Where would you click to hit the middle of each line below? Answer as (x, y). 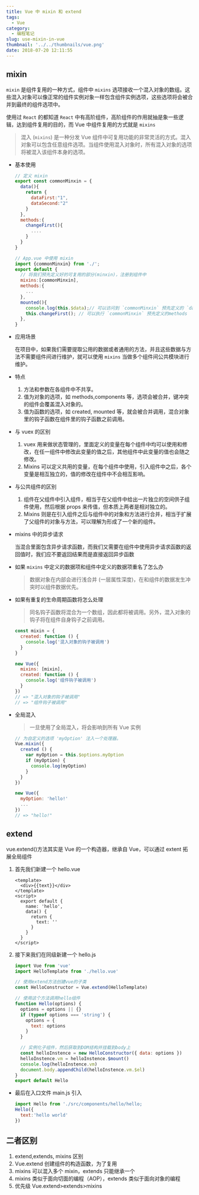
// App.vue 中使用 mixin (44, 258)
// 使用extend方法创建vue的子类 (51, 982)
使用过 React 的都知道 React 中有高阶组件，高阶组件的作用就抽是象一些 (92, 117)
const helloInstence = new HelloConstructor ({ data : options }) (101, 1053)
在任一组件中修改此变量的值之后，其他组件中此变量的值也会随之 (112, 452)
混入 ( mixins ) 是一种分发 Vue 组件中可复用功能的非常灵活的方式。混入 (106, 137)
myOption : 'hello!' (44, 799)
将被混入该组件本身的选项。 (54, 152)
